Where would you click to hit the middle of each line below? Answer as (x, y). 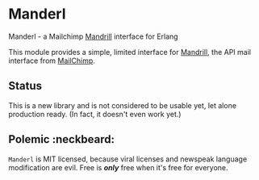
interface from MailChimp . (52, 61)
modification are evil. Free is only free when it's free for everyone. (118, 167)
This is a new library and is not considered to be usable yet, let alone (122, 105)
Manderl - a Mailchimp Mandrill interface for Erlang (94, 36)
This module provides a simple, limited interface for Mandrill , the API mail (130, 52)
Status (25, 86)
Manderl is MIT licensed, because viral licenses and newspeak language (128, 159)
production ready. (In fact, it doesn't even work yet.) (95, 114)
